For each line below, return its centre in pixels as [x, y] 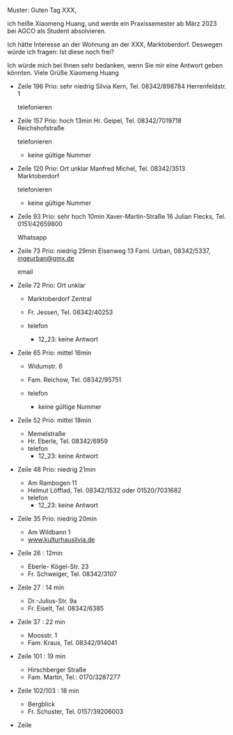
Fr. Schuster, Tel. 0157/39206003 [75, 711]
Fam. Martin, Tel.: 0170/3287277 [74, 677]
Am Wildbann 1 [49, 532]
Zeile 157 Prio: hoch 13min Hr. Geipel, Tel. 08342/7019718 [99, 121]
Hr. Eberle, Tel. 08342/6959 [68, 441]
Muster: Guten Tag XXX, [42, 10]
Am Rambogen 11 [52, 483]
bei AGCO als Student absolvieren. [57, 31]
